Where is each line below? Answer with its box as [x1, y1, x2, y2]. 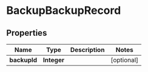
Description [70, 46, 105, 54]
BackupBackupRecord [6, 4, 121, 18]
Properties [6, 28, 47, 38]
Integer [42, 56, 65, 64]
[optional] [110, 56, 139, 64]
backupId [9, 56, 38, 64]
